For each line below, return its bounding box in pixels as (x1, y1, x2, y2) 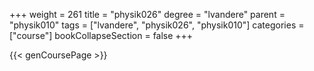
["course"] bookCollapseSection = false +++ (9, 30, 194, 41)
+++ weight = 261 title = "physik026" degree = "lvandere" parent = (9, 9, 286, 20)
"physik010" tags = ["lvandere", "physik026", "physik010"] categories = (9, 19, 305, 31)
